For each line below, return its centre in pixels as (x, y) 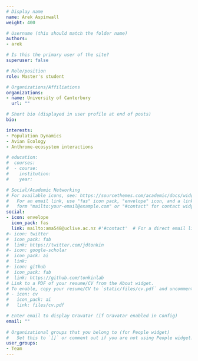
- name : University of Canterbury (49, 98)
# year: (19, 179)
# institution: (29, 174)
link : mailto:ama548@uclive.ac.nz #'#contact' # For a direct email (98, 228)
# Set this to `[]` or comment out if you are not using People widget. (100, 338)
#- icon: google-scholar (37, 250)
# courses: (21, 163)
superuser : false (27, 60)
